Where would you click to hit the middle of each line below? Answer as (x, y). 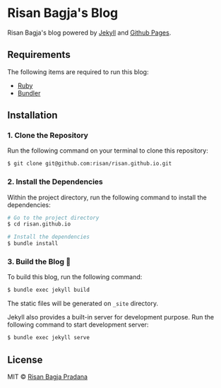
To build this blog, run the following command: (75, 277)
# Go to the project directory (53, 218)
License (25, 359)
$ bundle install (33, 244)
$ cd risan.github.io (39, 224)
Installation (32, 116)
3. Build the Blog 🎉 (39, 261)
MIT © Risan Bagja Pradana (48, 377)
